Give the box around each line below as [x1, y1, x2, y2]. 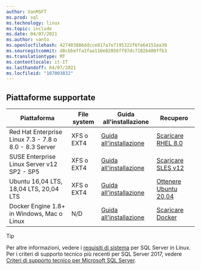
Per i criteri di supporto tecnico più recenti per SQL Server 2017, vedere [6, 250, 182, 258]
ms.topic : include [6, 25, 52, 32]
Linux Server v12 [9, 160, 58, 169]
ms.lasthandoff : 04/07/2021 [6, 64, 77, 71]
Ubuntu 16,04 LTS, [9, 178, 63, 186]
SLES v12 [156, 164, 184, 172]
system [72, 118, 95, 126]
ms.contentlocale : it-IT [6, 59, 68, 65]
